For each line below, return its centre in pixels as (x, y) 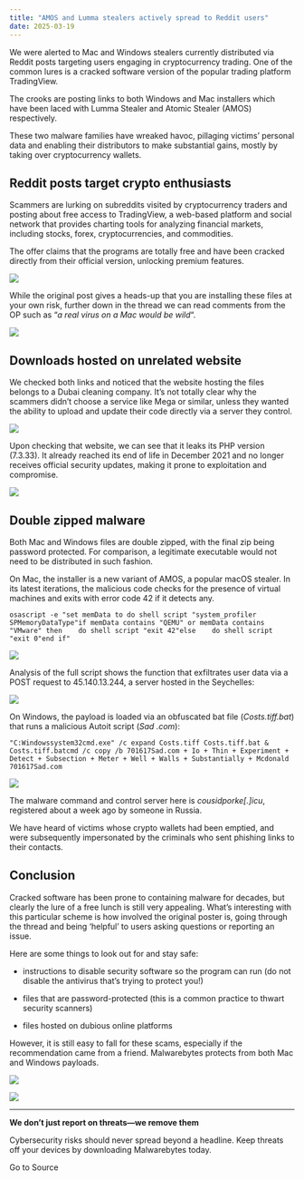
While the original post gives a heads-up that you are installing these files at (151, 296)
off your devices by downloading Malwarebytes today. (110, 1149)
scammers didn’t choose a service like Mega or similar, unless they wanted (149, 402)
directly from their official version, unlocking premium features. (127, 261)
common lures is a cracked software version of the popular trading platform (150, 71)
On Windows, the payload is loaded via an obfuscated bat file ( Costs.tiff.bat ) (152, 717)
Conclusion (43, 876)
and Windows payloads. (54, 1062)
